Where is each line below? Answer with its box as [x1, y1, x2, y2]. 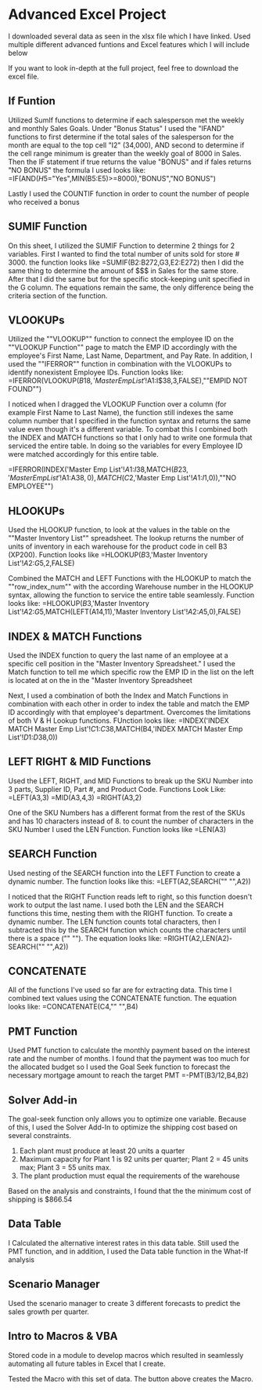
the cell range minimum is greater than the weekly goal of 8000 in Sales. [8, 148, 242, 158]
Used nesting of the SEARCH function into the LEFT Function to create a [8, 868, 241, 877]
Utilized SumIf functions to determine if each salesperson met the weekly [8, 115, 245, 125]
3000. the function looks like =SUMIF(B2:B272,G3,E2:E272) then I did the [8, 257, 244, 267]
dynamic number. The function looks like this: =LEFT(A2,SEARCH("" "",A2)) [8, 877, 252, 886]
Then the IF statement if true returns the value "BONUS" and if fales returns [8, 157, 252, 166]
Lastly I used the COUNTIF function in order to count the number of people [8, 188, 249, 198]
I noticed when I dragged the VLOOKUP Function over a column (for [8, 399, 227, 409]
